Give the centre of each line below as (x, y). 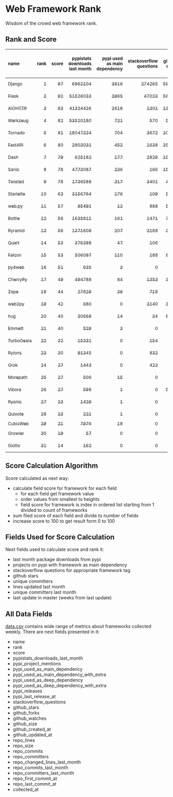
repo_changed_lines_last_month (47, 762)
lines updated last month (39, 587)
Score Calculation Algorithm (52, 466)
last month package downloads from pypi (57, 560)
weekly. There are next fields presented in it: (53, 632)
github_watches (30, 718)
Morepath (18, 377)
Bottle (14, 218)
